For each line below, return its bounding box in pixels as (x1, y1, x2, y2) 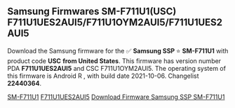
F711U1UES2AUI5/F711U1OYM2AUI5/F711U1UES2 (7, 17, 223, 29)
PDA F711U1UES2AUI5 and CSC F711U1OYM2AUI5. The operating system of (7, 64, 227, 72)
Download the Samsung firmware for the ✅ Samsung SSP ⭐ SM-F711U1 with (7, 46, 229, 55)
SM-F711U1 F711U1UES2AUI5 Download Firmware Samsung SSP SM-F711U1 (7, 93, 225, 101)
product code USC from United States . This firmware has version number (7, 56, 222, 65)
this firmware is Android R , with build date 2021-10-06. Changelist (7, 72, 199, 80)
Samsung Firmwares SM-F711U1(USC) (7, 6, 177, 18)
